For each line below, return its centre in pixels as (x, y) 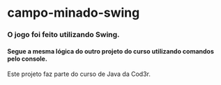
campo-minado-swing (74, 13)
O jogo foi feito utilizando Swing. (63, 35)
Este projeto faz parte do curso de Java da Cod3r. (79, 74)
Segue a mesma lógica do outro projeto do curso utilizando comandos (111, 51)
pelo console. (27, 59)
